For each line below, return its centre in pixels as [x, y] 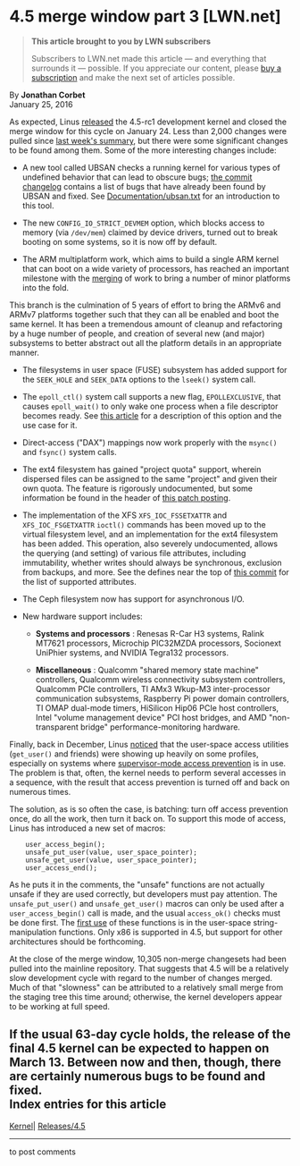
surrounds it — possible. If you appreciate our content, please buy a [156, 68]
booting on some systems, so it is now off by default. [120, 241]
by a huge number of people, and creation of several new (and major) [137, 334]
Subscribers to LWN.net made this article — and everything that [149, 58]
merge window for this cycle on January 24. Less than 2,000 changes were [148, 131]
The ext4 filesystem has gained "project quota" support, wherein [142, 469]
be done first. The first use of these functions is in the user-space [130, 922]
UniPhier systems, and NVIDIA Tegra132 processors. [132, 652]
